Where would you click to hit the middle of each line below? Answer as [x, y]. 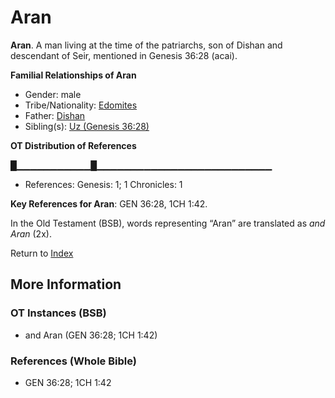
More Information [66, 284]
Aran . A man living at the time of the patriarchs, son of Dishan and [146, 45]
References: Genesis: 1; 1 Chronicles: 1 [103, 184]
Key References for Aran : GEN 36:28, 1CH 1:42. [109, 203]
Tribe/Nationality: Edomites [81, 105]
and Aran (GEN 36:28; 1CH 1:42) [91, 335]
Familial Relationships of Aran [73, 75]
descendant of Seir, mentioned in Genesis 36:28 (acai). [124, 55]
